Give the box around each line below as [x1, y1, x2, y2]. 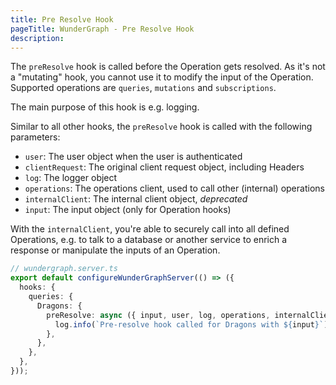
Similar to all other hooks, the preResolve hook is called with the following [10, 121, 313, 133]
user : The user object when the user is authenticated [24, 151, 243, 163]
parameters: [10, 131, 61, 143]
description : [10, 33, 65, 43]
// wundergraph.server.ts [10, 264, 118, 274]
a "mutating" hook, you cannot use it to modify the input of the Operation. [10, 71, 314, 83]
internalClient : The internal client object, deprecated [24, 193, 248, 205]
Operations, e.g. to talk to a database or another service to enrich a [10, 234, 288, 246]
